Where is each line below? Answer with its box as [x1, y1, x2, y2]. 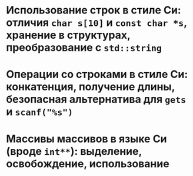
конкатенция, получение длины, [6, 80, 175, 94]
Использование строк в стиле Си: [6, 4, 181, 17]
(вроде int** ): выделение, [6, 144, 142, 158]
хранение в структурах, [6, 29, 131, 42]
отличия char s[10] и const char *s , [6, 16, 187, 29]
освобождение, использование [6, 157, 169, 170]
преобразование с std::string [6, 41, 162, 55]
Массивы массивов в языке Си [6, 132, 167, 145]
